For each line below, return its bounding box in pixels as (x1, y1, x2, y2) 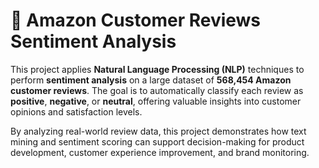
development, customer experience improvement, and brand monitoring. (10, 146, 310, 158)
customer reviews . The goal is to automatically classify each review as (10, 84, 304, 96)
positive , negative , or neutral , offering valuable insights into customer (10, 95, 302, 107)
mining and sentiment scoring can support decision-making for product (10, 135, 305, 148)
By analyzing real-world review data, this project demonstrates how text (10, 125, 307, 137)
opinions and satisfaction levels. (10, 105, 143, 118)
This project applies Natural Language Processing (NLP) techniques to (10, 63, 305, 75)
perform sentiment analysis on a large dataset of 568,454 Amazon (10, 74, 292, 86)
